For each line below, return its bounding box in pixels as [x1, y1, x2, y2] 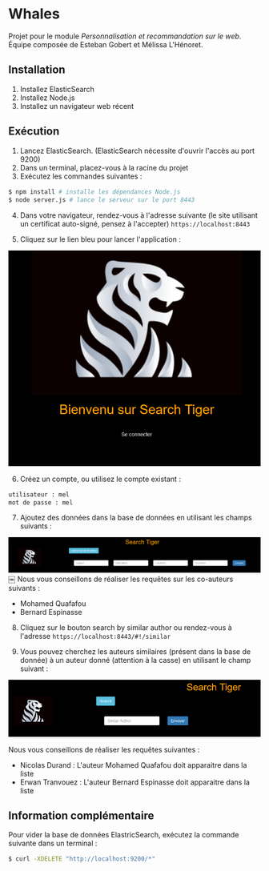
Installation [8, 63, 66, 77]
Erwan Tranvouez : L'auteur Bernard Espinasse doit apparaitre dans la [19, 777, 251, 787]
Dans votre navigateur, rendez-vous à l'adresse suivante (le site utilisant [19, 211, 259, 220]
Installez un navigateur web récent [19, 101, 134, 110]
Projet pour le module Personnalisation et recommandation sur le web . [8, 31, 242, 41]
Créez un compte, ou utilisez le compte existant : [19, 474, 182, 484]
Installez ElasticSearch [19, 84, 94, 94]
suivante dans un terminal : [8, 838, 98, 849]
